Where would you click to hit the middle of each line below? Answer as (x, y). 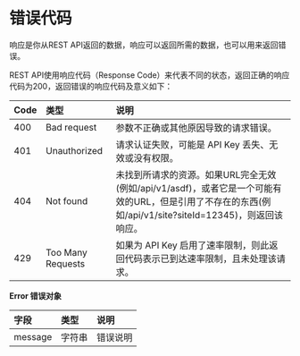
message (33, 336)
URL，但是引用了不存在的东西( (198, 201)
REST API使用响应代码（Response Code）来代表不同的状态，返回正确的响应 (150, 75)
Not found (67, 200)
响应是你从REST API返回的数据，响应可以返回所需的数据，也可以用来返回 (144, 45)
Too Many (67, 252)
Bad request (71, 127)
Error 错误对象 (36, 295)
